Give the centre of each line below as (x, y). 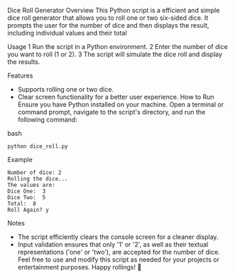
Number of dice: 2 (34, 173)
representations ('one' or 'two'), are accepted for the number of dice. (119, 252)
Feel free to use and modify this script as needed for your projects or (119, 260)
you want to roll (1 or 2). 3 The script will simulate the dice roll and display (115, 54)
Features (20, 75)
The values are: (31, 185)
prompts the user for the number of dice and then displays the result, (108, 25)
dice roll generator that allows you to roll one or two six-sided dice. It (108, 18)
